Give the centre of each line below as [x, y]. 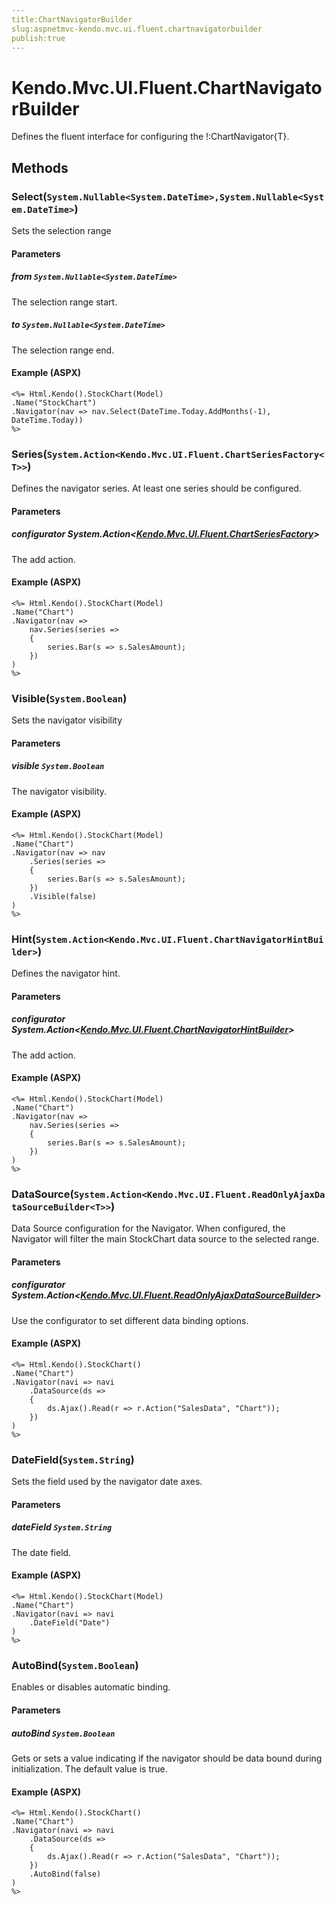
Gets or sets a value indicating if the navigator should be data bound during [167, 1758]
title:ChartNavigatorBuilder [72, 19]
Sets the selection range [61, 230]
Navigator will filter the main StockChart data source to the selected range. [165, 1239]
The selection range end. [63, 350]
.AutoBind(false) [65, 1874]
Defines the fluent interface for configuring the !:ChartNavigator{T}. [150, 137]
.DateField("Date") [70, 1623]
